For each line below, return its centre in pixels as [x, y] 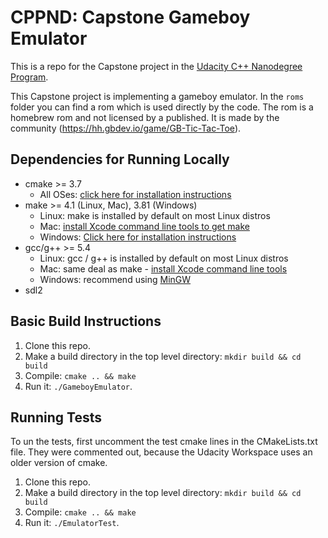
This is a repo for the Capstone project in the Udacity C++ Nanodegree [156, 66]
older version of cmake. [59, 463]
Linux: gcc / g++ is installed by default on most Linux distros [164, 258]
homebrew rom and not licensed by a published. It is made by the [145, 117]
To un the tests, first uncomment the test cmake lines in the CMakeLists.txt [164, 442]
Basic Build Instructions [86, 321]
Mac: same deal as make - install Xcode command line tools [163, 268]
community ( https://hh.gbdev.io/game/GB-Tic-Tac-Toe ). [126, 128]
